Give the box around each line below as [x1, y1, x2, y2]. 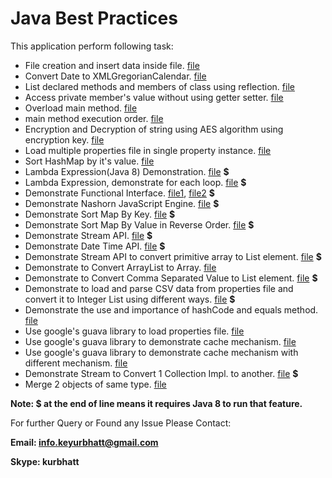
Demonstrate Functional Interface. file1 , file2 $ [24, 187, 216, 199]
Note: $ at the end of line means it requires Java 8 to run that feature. [10, 397, 303, 409]
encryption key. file [24, 133, 105, 146]
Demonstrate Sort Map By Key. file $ [24, 208, 176, 220]
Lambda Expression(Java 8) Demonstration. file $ [24, 165, 230, 177]
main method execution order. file [24, 112, 164, 124]
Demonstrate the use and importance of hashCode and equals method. [24, 303, 319, 316]
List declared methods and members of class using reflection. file [24, 80, 295, 92]
